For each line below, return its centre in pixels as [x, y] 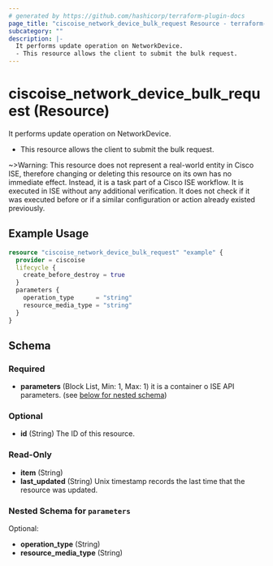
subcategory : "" [36, 31]
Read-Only [30, 455]
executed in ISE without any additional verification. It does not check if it [129, 191]
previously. [27, 208]
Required [27, 369]
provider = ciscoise [50, 260]
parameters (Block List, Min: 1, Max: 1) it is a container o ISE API [127, 387]
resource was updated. [59, 490]
